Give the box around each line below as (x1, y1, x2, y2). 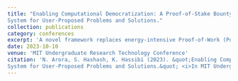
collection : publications (7, 23, 84, 30)
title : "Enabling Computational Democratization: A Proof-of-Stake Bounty (7, 10, 233, 18)
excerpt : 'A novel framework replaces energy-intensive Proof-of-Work (7, 37, 220, 44)
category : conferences (7, 30, 74, 37)
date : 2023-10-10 (7, 43, 59, 50)
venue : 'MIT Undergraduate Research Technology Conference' (7, 50, 189, 57)
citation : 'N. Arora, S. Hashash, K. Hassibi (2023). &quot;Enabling (7, 56, 217, 63)
